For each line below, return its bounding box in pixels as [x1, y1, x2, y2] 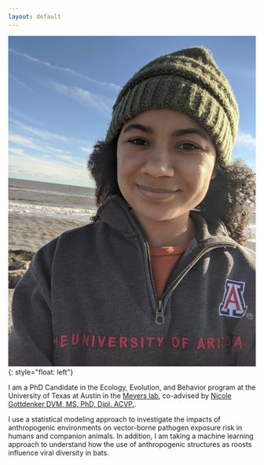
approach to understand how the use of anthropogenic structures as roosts [8, 439, 252, 448]
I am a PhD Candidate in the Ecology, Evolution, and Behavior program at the [8, 382, 256, 392]
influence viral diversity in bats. [8, 448, 110, 457]
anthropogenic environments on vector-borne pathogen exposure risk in [8, 423, 243, 432]
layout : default [8, 13, 61, 20]
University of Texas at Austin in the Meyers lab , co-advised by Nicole [8, 390, 232, 400]
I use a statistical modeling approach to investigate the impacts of [8, 414, 222, 424]
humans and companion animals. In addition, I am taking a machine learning [8, 431, 254, 441]
